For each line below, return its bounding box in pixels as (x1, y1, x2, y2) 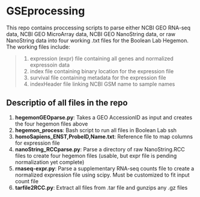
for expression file (14, 139, 60, 147)
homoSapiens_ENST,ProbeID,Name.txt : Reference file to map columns (14, 133, 193, 140)
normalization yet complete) (14, 158, 85, 166)
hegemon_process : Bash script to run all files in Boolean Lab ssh (14, 126, 177, 133)
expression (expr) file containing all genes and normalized (29, 55, 174, 62)
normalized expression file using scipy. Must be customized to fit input (14, 171, 190, 178)
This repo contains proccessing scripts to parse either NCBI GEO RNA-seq (6, 24, 191, 31)
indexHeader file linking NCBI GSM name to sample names (29, 80, 175, 88)
